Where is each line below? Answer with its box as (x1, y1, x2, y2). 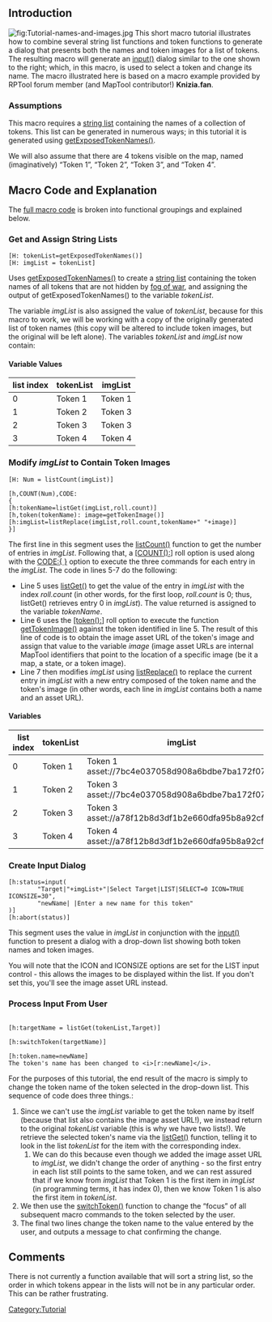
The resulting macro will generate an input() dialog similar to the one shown (8, 53, 261, 63)
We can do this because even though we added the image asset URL (32, 1149, 262, 1159)
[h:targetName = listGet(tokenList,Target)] (8, 1024, 161, 1032)
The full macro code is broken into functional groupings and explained (8, 204, 243, 214)
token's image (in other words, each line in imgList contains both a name (19, 684, 262, 693)
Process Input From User (8, 998, 108, 1009)
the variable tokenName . (19, 607, 103, 616)
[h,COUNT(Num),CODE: (8, 489, 79, 497)
